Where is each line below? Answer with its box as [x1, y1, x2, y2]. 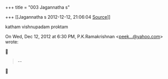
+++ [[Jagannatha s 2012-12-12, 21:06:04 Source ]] [5, 14, 111, 20]
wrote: [5, 39, 19, 45]
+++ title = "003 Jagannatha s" [5, 5, 70, 10]
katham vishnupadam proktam [5, 24, 68, 30]
